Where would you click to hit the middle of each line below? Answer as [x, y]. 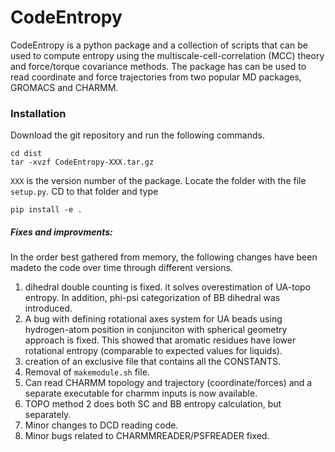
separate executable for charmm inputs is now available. [141, 393]
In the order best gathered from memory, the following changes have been [164, 257]
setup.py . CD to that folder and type [84, 192]
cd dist [26, 154]
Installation [38, 113]
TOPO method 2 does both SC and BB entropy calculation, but [153, 404]
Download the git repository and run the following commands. [137, 135]
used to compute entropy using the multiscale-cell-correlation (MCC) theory [167, 55]
